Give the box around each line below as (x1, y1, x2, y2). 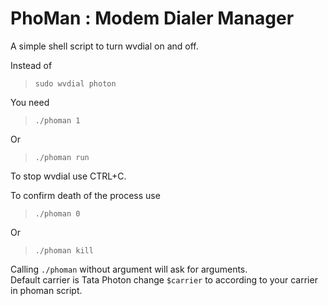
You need (10, 96, 50, 108)
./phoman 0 (34, 208, 81, 219)
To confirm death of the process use (10, 189, 161, 201)
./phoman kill (34, 245, 94, 256)
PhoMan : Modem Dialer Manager (10, 7, 295, 30)
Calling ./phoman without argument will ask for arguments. (10, 263, 248, 275)
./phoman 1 (34, 115, 81, 126)
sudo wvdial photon (34, 78, 117, 89)
